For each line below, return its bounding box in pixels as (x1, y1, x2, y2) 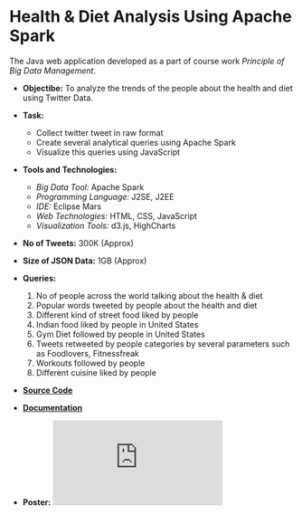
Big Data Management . (9, 65, 97, 76)
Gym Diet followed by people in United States (35, 329, 205, 339)
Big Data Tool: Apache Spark (35, 181, 145, 192)
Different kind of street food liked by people (35, 310, 199, 320)
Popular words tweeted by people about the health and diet (35, 300, 258, 310)
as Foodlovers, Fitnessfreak (35, 348, 140, 358)
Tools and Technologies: (22, 164, 118, 175)
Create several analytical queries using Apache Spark (35, 137, 237, 148)
